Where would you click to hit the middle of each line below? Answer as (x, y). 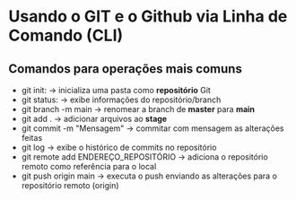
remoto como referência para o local (89, 166)
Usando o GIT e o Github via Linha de (148, 17)
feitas (32, 138)
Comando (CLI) (66, 35)
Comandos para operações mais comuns (126, 69)
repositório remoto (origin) (70, 185)
